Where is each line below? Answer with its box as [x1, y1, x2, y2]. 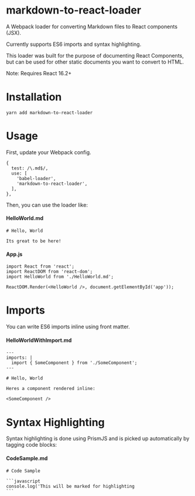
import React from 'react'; [6, 264, 75, 269]
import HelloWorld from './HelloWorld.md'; [6, 274, 114, 280]
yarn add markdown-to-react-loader [6, 109, 93, 115]
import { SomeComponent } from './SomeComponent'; [11, 360, 138, 366]
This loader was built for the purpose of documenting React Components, [6, 52, 184, 59]
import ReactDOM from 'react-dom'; [6, 269, 93, 275]
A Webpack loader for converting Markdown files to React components [6, 23, 177, 30]
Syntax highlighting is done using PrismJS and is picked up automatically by [6, 435, 190, 442]
